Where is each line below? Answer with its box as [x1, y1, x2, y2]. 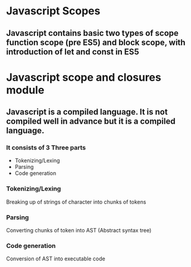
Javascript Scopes [6, 4, 101, 18]
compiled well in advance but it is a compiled [6, 116, 176, 127]
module [6, 83, 45, 97]
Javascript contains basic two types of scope [6, 28, 179, 38]
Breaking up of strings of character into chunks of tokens [6, 198, 146, 205]
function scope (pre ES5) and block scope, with [6, 37, 186, 47]
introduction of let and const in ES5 [6, 47, 139, 57]
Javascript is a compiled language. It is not [6, 107, 168, 117]
